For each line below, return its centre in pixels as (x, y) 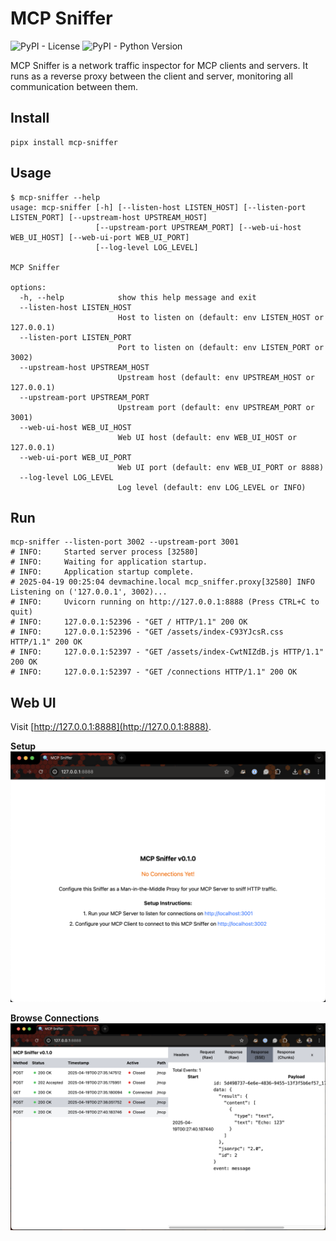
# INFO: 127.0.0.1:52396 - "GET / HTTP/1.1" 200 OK (129, 622)
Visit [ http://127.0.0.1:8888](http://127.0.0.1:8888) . (111, 727)
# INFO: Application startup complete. (102, 572)
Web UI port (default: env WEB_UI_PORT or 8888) (221, 467)
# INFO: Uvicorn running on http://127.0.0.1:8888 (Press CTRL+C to (165, 602)
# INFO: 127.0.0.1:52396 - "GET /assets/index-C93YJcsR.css (147, 632)
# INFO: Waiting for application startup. (109, 562)
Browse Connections (55, 1018)
